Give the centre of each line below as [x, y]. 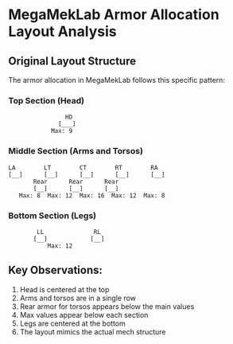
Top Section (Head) [47, 100]
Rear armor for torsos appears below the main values [107, 306]
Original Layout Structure [72, 61]
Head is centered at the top [64, 289]
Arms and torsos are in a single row [78, 298]
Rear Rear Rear [76, 182]
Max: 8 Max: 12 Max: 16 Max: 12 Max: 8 [92, 195]
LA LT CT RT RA [83, 168]
